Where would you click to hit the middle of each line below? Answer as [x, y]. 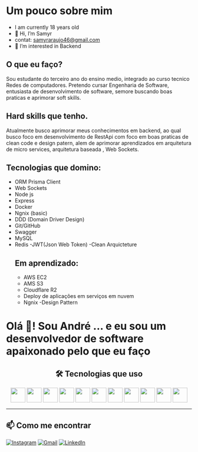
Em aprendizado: [47, 263]
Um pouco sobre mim [60, 11]
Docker [24, 207]
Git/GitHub [27, 226]
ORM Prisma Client [37, 182]
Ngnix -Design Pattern [50, 303]
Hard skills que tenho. [47, 116]
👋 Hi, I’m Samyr [33, 33]
